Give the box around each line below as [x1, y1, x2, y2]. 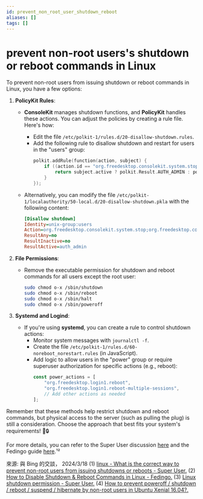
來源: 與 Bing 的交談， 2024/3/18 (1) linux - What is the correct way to [6, 460, 179, 467]
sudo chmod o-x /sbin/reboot [24, 290, 98, 296]
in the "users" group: [33, 146, 86, 153]
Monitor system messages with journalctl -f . [33, 336, 149, 344]
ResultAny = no [24, 233, 57, 239]
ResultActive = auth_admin [24, 244, 87, 250]
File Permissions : [14, 254, 59, 262]
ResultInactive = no [24, 238, 71, 245]
